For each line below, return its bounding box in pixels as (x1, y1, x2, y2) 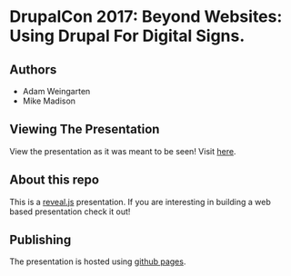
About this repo (9, 172, 100, 188)
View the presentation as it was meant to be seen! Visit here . (9, 145, 236, 156)
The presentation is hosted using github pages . (9, 256, 186, 267)
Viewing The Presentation (9, 122, 160, 137)
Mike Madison (22, 95, 75, 106)
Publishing (9, 232, 72, 248)
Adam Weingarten (22, 86, 91, 96)
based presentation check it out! (9, 206, 131, 217)
